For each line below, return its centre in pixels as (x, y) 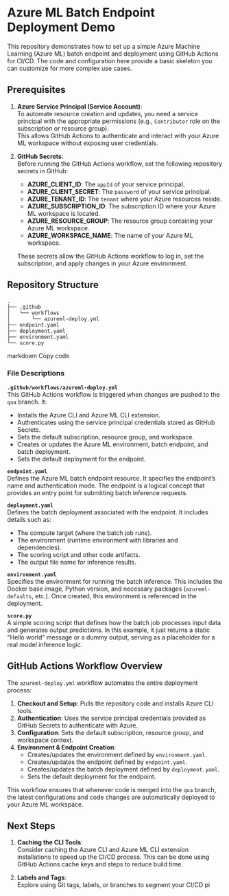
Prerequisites (36, 90)
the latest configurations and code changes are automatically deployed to (111, 797)
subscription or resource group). (63, 128)
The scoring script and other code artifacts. (79, 554)
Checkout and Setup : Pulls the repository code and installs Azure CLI (115, 703)
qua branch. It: (27, 402)
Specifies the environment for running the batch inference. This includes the (115, 581)
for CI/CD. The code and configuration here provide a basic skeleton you (110, 61)
